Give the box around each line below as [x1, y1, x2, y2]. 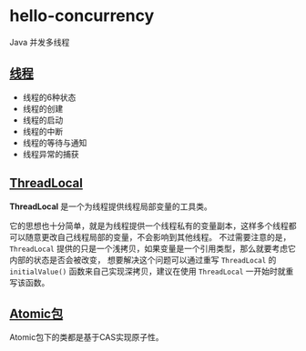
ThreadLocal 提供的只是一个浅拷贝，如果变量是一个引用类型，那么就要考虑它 [9, 243, 296, 254]
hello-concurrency [9, 5, 155, 26]
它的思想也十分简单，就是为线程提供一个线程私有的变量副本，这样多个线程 [9, 220, 289, 231]
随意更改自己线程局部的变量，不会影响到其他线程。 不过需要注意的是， [25, 231, 291, 242]
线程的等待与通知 [22, 137, 87, 148]
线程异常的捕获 [22, 148, 79, 159]
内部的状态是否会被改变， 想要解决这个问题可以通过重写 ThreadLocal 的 [9, 254, 277, 265]
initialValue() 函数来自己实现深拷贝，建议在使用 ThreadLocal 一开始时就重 [9, 266, 294, 276]
